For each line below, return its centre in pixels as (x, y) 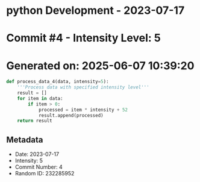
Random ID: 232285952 (45, 174)
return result (35, 121)
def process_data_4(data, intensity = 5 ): (58, 82)
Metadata (25, 140)
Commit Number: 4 (39, 167)
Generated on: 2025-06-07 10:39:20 (100, 65)
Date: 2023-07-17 (37, 154)
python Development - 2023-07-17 (95, 11)
